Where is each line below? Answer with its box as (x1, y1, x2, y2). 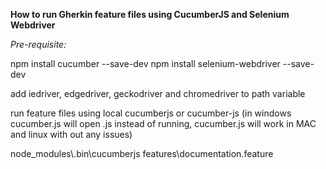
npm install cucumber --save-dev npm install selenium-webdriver (10, 58, 281, 69)
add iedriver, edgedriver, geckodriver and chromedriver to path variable (10, 88, 306, 99)
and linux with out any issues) (10, 129, 133, 140)
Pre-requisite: (10, 39, 67, 50)
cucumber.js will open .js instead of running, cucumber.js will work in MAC (10, 118, 317, 129)
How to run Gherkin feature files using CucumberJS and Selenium (10, 9, 290, 20)
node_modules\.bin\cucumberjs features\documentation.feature (10, 148, 274, 159)
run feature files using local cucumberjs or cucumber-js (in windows (10, 107, 292, 119)
